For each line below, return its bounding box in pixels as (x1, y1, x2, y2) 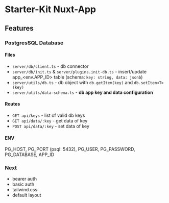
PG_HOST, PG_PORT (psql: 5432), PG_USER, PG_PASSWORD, (5, 146, 136, 153)
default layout (12, 192, 41, 198)
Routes (5, 101, 20, 107)
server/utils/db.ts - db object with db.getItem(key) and (12, 79, 133, 85)
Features (5, 24, 34, 33)
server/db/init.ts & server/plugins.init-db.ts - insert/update (12, 68, 147, 74)
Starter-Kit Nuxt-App (5, 4, 96, 15)
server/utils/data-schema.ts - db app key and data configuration (12, 89, 154, 95)
